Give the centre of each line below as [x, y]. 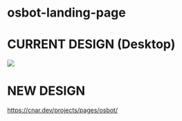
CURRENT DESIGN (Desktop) [91, 45]
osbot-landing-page [66, 13]
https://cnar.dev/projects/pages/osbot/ [63, 110]
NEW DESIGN [46, 91]
